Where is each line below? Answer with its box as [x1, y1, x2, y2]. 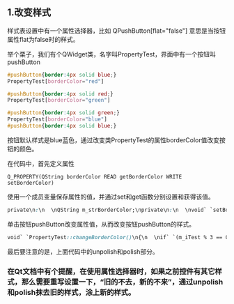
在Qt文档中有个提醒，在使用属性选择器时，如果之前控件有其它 [7, 266, 215, 276]
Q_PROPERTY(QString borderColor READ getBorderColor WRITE [7, 173, 182, 180]
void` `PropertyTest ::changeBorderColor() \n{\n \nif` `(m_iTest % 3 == [7, 234, 223, 241]
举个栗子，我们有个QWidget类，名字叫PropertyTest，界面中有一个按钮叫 [7, 50, 216, 58]
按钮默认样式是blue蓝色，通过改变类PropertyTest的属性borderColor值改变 [7, 135, 220, 144]
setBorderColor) [7, 179, 54, 186]
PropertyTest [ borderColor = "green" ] [7, 97, 111, 104]
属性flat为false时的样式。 [7, 35, 79, 43]
